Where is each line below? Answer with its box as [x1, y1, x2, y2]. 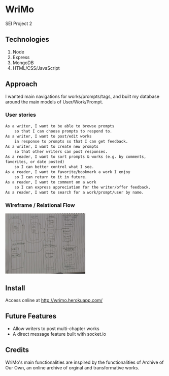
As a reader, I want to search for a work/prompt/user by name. [5, 190, 144, 195]
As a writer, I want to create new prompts [5, 144, 99, 149]
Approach [5, 80, 38, 89]
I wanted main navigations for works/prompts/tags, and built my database [5, 93, 160, 99]
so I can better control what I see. [14, 164, 94, 169]
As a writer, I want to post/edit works [5, 133, 92, 139]
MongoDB [12, 60, 34, 66]
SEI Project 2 [5, 20, 32, 26]
